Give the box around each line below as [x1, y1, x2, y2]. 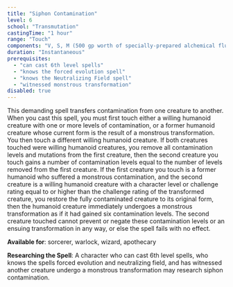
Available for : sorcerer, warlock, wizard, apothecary [7, 238, 157, 246]
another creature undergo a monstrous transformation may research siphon [7, 266, 223, 275]
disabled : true [7, 87, 51, 94]
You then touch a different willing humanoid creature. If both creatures [7, 136, 208, 144]
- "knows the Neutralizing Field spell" [13, 74, 132, 82]
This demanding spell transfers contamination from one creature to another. [7, 107, 224, 115]
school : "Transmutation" [7, 23, 79, 30]
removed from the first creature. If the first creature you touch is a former [7, 166, 216, 174]
